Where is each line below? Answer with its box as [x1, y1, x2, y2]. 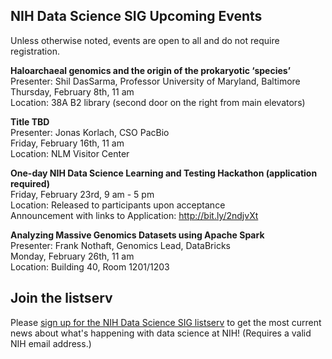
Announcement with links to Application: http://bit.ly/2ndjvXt [10, 209, 259, 221]
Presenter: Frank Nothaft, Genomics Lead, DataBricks [10, 239, 231, 251]
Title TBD [10, 115, 50, 128]
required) [10, 177, 51, 189]
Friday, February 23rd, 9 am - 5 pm [10, 188, 155, 200]
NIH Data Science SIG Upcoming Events [10, 8, 263, 25]
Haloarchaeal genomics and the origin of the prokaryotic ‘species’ [10, 64, 292, 76]
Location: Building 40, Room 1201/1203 [10, 260, 170, 273]
